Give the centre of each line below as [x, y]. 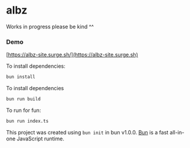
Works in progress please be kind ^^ [50, 27]
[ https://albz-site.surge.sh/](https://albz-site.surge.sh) [72, 55]
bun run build [24, 99]
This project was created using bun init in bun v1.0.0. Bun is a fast [87, 132]
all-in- [177, 132]
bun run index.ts [27, 121]
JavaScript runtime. [41, 139]
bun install [21, 77]
